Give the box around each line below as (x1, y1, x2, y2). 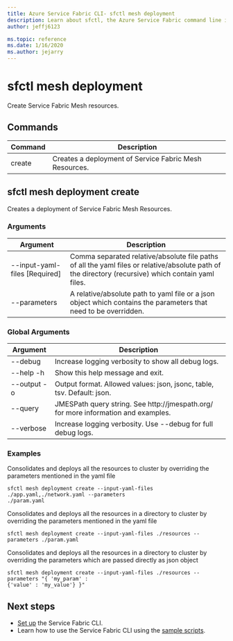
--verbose (10, 424, 47, 433)
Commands (7, 122, 59, 133)
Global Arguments (7, 327, 70, 337)
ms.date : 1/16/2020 (7, 42, 64, 49)
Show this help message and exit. (54, 368, 164, 378)
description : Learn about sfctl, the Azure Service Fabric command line (7, 17, 222, 24)
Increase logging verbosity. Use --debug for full (54, 419, 214, 429)
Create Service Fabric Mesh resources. (7, 101, 119, 110)
